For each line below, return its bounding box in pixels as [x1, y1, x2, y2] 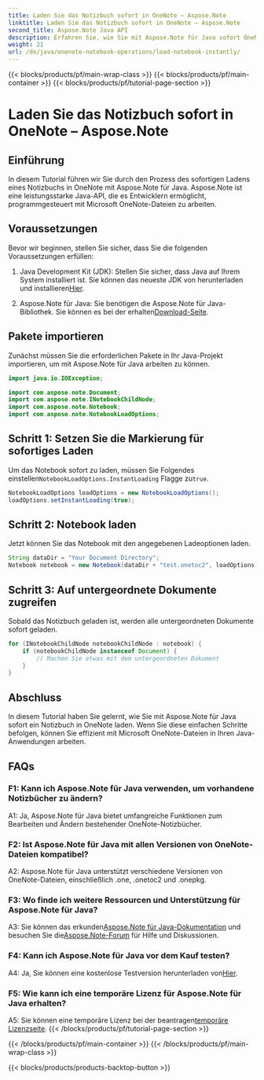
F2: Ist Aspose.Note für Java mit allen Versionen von [8, 839, 214, 850]
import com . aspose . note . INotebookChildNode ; [8, 396, 156, 404]
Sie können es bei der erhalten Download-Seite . [55, 307, 209, 316]
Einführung [8, 153, 64, 167]
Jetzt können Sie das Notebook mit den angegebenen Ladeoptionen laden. [8, 539, 251, 548]
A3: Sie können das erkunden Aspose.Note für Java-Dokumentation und [8, 922, 241, 932]
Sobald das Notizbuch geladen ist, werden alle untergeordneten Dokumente [8, 616, 254, 625]
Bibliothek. [19, 307, 54, 316]
